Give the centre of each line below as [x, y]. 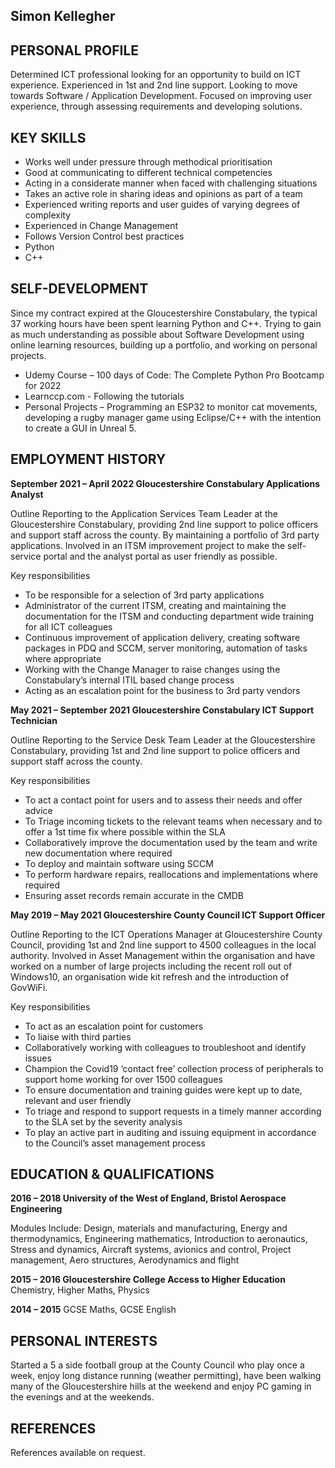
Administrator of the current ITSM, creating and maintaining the [155, 605]
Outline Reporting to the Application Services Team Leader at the [144, 513]
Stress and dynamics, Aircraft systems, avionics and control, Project [151, 1250]
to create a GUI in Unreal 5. [80, 428]
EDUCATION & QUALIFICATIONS [112, 1174]
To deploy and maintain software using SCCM [119, 863]
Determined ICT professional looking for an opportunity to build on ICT [156, 75]
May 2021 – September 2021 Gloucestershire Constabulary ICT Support [162, 710]
